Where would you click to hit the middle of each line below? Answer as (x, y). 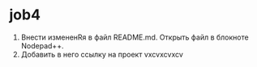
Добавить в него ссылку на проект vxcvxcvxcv (102, 54)
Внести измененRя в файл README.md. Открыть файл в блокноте (135, 37)
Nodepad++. (42, 45)
